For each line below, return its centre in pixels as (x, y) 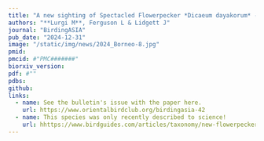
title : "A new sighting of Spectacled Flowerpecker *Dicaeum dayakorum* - (133, 15)
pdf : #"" (22, 74)
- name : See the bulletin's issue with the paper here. (108, 103)
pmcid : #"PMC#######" (44, 60)
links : (19, 96)
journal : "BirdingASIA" (47, 30)
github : (21, 88)
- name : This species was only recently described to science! (121, 117)
